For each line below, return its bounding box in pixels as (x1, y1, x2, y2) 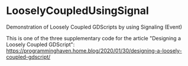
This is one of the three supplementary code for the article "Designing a (6, 34, 181, 41)
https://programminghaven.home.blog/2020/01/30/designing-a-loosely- (6, 47, 182, 54)
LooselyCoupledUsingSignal (6, 4, 149, 18)
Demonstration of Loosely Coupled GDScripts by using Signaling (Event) (6, 23, 182, 30)
